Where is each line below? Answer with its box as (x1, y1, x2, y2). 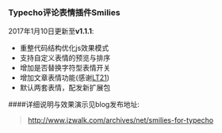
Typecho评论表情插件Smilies (8, 6, 121, 17)
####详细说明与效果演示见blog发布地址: (8, 100, 140, 109)
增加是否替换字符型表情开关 (19, 63, 111, 73)
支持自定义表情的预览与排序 (19, 53, 111, 63)
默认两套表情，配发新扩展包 (19, 83, 111, 93)
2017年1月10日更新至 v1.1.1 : (8, 26, 94, 36)
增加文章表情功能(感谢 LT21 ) (19, 73, 109, 82)
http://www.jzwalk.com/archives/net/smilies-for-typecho (27, 116, 214, 125)
